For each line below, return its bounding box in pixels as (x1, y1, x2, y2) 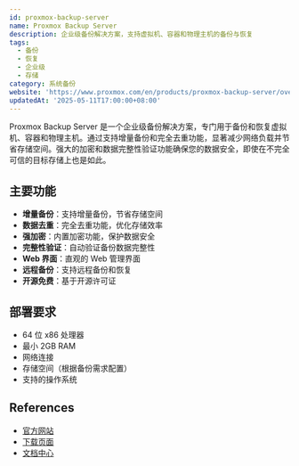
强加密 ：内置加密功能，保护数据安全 (21, 231, 156, 241)
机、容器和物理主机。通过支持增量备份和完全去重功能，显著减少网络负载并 (9, 133, 282, 143)
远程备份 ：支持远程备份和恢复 (21, 265, 132, 275)
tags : (9, 37, 29, 47)
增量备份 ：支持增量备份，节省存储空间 (21, 208, 163, 219)
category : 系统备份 (9, 79, 77, 88)
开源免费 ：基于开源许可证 (21, 275, 117, 286)
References (9, 400, 75, 415)
